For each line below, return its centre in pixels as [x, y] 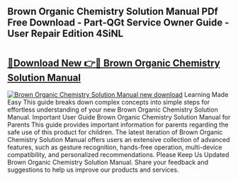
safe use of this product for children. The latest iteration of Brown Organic [115, 132]
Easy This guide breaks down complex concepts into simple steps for [109, 102]
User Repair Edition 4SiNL [66, 34]
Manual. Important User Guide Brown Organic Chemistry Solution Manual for [119, 117]
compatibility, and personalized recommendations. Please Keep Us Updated [118, 154]
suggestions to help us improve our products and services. [93, 170]
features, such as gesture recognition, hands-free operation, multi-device [115, 147]
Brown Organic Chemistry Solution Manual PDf [113, 12]
